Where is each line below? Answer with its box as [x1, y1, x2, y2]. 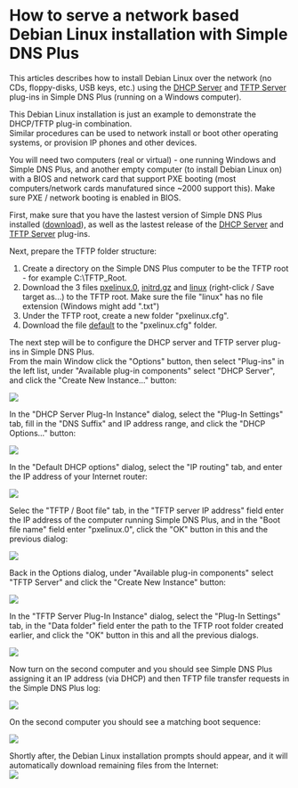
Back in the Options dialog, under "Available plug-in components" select [9, 567, 274, 578]
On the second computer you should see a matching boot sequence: [9, 716, 261, 727]
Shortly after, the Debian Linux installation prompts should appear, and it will [9, 750, 288, 761]
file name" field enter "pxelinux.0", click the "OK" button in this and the [9, 524, 269, 534]
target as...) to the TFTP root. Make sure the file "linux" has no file [21, 291, 264, 302]
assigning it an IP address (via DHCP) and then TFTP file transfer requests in [9, 673, 290, 684]
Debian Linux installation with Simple [9, 24, 288, 45]
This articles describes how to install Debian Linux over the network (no [9, 72, 272, 83]
